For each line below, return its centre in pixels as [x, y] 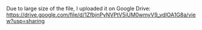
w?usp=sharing [26, 21]
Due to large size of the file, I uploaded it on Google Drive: [79, 9]
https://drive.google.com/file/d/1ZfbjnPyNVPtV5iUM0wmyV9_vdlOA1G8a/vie [101, 15]
